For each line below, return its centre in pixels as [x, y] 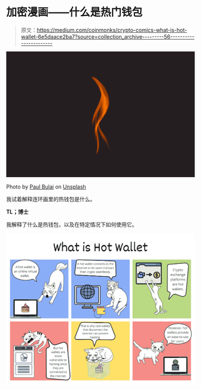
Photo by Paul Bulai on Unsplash [46, 187]
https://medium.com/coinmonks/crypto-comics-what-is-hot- [112, 30]
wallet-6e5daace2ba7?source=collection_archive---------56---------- [108, 37]
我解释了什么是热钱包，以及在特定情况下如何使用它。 [72, 224]
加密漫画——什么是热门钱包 [74, 12]
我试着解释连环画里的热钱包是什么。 [51, 199]
